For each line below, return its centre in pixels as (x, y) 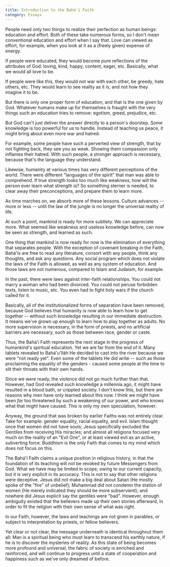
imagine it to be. (22, 92)
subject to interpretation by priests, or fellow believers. (62, 522)
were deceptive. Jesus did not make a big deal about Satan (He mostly (79, 480)
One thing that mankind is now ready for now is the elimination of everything (85, 242)
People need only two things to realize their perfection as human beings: (81, 29)
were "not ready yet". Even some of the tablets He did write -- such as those (85, 358)
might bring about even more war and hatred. (53, 133)
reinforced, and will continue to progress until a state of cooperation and (81, 553)
